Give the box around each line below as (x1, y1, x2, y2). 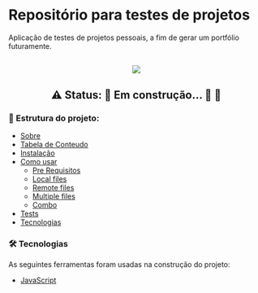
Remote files (32, 183, 75, 193)
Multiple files (32, 191, 75, 201)
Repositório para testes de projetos (8, 6, 250, 24)
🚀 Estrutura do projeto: (8, 112, 100, 124)
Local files (32, 174, 67, 184)
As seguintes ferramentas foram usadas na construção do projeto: (8, 260, 230, 269)
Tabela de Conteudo (19, 140, 89, 150)
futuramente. (8, 41, 52, 50)
